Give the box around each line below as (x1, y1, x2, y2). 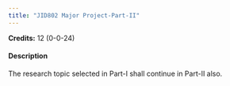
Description (8, 51, 48, 61)
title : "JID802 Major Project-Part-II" (8, 11, 140, 20)
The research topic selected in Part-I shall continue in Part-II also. (8, 69, 223, 78)
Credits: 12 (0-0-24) (8, 33, 75, 43)
